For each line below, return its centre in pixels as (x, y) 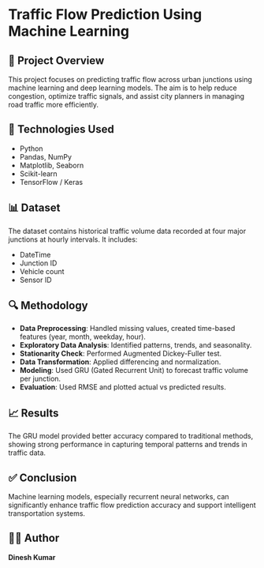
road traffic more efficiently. (54, 105)
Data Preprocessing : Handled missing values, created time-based (127, 329)
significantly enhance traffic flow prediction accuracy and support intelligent (132, 505)
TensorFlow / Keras (51, 182)
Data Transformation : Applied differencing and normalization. (120, 362)
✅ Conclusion (43, 478)
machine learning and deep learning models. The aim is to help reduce (123, 88)
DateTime (35, 254)
